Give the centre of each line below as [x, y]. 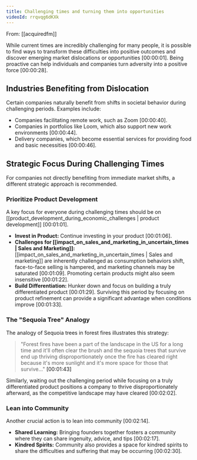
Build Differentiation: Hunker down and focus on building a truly [93, 286]
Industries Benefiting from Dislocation [77, 88]
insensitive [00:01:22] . [41, 280]
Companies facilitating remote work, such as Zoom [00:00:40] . [91, 120]
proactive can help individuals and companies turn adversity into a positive [97, 64]
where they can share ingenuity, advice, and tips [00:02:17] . [87, 439]
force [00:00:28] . [27, 70]
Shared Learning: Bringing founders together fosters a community [95, 432]
